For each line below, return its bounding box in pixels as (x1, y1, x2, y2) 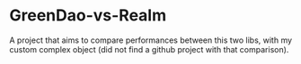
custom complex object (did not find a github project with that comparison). (9, 44, 289, 54)
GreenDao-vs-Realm (9, 5, 167, 26)
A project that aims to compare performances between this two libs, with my (9, 35, 293, 45)
